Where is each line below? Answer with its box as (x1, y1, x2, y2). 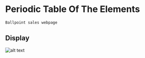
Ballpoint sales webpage (5, 20, 58, 25)
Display (5, 34, 30, 42)
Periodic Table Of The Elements (5, 3, 140, 15)
